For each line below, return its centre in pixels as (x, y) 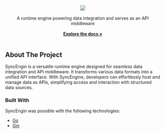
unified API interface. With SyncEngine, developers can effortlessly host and (82, 77)
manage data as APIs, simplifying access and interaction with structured (78, 82)
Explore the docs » (83, 34)
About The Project (34, 54)
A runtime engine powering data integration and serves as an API (83, 18)
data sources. (19, 88)
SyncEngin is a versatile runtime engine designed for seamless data (74, 66)
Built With (17, 100)
